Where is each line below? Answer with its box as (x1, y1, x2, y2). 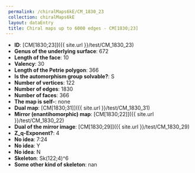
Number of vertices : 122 (14, 79, 75, 86)
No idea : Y (14, 142, 41, 149)
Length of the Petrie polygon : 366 (14, 66, 99, 74)
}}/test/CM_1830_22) (14, 117, 65, 124)
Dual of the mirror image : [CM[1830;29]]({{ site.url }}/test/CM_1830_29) (14, 123, 190, 130)
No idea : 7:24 (14, 136, 48, 143)
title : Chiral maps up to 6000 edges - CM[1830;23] (8, 25, 139, 31)
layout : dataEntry (8, 20, 54, 25)
